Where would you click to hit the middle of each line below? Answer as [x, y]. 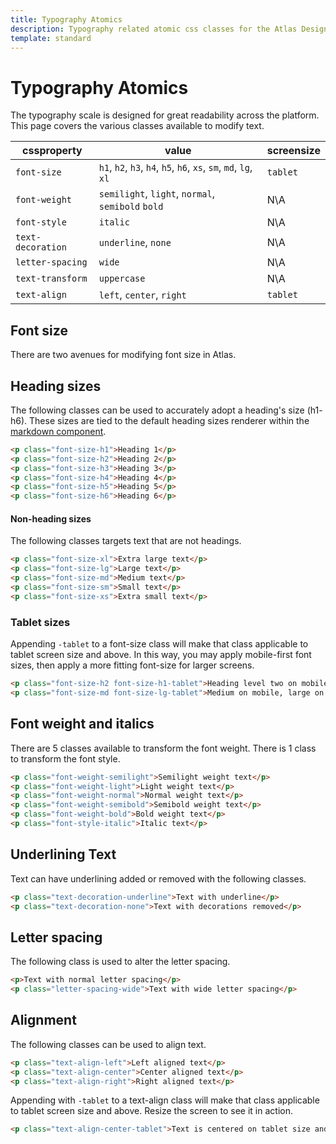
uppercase [122, 279]
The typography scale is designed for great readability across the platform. [165, 115]
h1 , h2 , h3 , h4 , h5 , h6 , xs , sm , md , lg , [175, 168]
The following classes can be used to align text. [108, 1044]
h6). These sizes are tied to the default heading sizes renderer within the [160, 420]
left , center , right [142, 295]
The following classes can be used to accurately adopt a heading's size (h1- [166, 410]
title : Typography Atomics [66, 19]
